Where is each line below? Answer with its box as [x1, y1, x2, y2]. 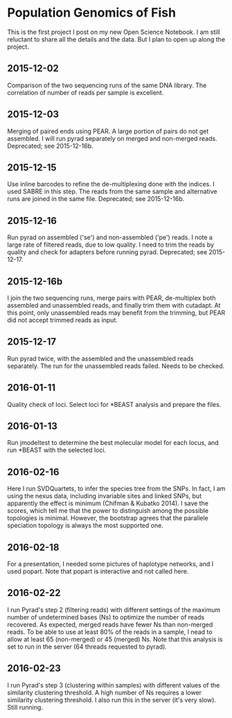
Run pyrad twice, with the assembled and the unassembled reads [7, 354, 194, 362]
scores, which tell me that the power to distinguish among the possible [7, 507, 209, 515]
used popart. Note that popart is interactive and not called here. [7, 567, 189, 576]
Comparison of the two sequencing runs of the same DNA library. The [7, 81, 207, 89]
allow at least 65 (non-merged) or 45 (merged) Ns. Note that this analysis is [7, 635, 223, 643]
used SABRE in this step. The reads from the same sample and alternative [7, 187, 217, 195]
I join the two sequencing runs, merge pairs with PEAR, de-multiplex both [7, 294, 216, 302]
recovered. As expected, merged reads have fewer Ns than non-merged [7, 620, 213, 629]
